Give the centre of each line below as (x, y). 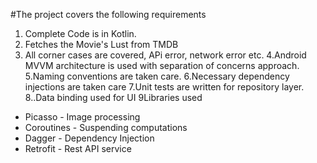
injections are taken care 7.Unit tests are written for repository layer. (164, 87)
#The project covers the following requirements (108, 14)
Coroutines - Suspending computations (106, 127)
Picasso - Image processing (82, 117)
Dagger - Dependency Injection (89, 138)
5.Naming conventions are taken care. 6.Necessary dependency (157, 76)
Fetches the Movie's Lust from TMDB (101, 44)
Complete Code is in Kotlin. (80, 33)
